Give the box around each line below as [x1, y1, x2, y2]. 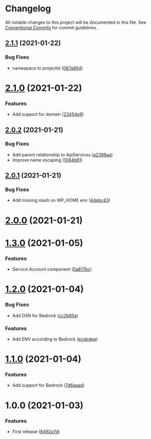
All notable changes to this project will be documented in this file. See [5, 19, 147, 25]
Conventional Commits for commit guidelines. [5, 24, 97, 30]
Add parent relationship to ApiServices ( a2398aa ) [12, 151, 113, 157]
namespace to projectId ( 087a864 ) [12, 65, 83, 71]
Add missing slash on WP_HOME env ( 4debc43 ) [12, 197, 111, 203]
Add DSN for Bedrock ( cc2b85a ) [12, 312, 79, 318]
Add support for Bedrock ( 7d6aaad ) [12, 382, 85, 389]
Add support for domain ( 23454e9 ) [12, 111, 84, 117]
